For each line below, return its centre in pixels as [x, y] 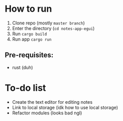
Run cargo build [29, 34]
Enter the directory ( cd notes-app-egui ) [53, 28]
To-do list [25, 88]
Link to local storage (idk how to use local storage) [65, 107]
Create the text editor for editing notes [52, 102]
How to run [28, 9]
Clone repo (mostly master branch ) [48, 23]
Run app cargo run [32, 39]
